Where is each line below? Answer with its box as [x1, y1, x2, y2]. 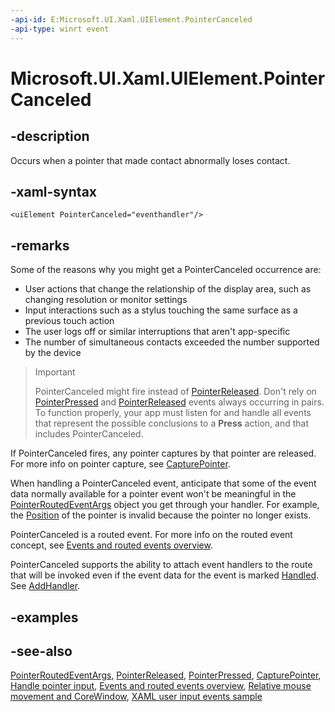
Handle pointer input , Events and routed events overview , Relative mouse [10, 680, 312, 692]
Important [34, 366, 76, 378]
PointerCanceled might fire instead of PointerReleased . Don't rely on [34, 386, 317, 398]
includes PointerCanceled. [34, 428, 144, 440]
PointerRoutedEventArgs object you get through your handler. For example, [10, 499, 320, 511]
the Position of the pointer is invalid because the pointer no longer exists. [10, 509, 312, 521]
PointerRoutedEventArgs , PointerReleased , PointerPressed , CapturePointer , [10, 669, 322, 681]
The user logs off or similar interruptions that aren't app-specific [24, 326, 291, 338]
